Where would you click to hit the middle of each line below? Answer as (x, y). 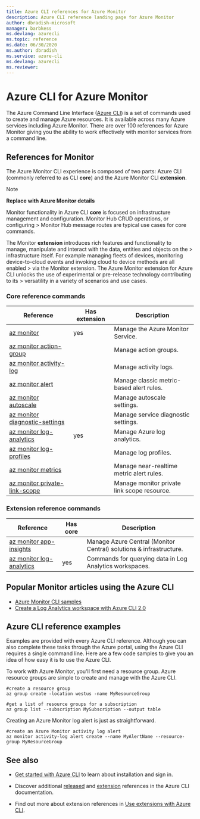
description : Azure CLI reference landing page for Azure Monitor (90, 17)
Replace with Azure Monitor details (51, 201)
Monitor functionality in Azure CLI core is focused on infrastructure (88, 213)
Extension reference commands (54, 509)
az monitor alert (31, 384)
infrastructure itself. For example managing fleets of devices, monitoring (95, 256)
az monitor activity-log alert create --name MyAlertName (79, 737)
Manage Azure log (140, 432)
